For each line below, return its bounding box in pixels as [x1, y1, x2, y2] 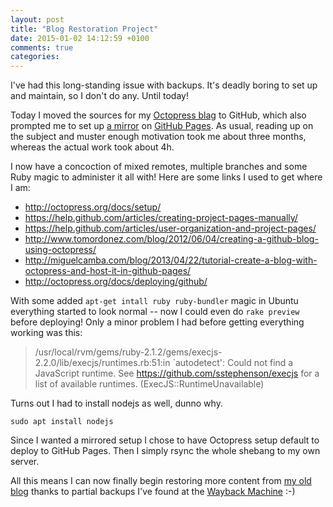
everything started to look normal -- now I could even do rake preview [10, 306, 300, 318]
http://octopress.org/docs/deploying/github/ [24, 276, 208, 288]
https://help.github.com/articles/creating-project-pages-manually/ [24, 212, 298, 224]
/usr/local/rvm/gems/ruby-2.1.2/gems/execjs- [34, 346, 223, 358]
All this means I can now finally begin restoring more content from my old [10, 475, 312, 487]
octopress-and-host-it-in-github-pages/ [24, 265, 192, 277]
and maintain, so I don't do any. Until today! [10, 90, 189, 102]
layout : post [10, 14, 65, 25]
